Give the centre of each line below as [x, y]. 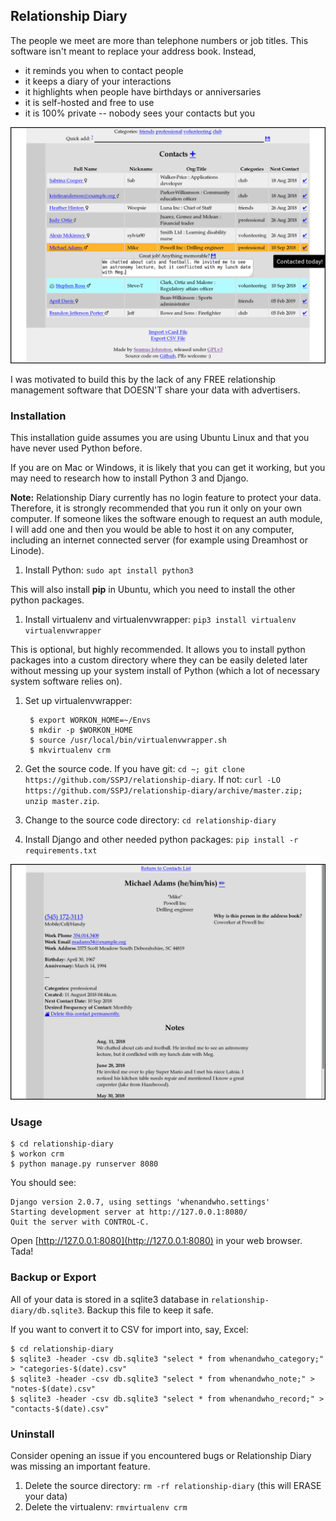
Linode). [27, 551]
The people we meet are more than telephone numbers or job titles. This [159, 40]
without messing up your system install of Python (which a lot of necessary [165, 671]
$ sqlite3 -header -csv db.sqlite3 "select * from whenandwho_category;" [167, 1359]
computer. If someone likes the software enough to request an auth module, [166, 519]
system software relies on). [66, 681]
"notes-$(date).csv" [53, 1389]
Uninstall [32, 1434]
